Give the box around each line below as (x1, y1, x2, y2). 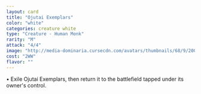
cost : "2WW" (6, 53, 36, 59)
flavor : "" (6, 59, 33, 65)
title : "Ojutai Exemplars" (6, 14, 74, 20)
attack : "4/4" (6, 43, 42, 48)
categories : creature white (6, 25, 77, 32)
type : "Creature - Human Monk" (6, 31, 84, 37)
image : (6, 48, 23, 54)
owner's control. (6, 81, 47, 89)
